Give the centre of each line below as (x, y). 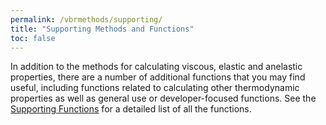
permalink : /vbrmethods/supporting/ (86, 19)
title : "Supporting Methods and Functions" (102, 29)
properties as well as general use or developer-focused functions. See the (163, 98)
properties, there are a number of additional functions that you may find (158, 77)
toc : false (33, 38)
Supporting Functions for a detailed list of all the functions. (131, 109)
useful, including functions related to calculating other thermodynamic (155, 88)
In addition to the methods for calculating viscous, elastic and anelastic (156, 67)
